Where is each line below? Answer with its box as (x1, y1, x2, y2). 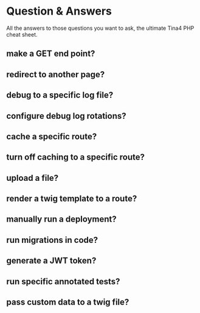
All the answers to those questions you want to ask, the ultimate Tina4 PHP (6, 24, 195, 32)
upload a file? (6, 172, 59, 183)
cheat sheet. (6, 30, 38, 38)
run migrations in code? (6, 234, 98, 245)
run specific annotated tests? (6, 276, 120, 287)
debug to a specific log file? (6, 90, 114, 100)
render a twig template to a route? (6, 194, 137, 204)
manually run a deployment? (6, 214, 117, 225)
